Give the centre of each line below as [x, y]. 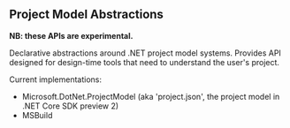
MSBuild [37, 115]
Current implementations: [56, 79]
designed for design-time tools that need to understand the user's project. [145, 62]
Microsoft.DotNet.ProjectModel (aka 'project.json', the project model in [151, 96]
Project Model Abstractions [86, 15]
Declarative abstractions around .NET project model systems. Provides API [145, 53]
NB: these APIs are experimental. [71, 35]
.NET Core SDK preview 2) [70, 106]
